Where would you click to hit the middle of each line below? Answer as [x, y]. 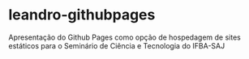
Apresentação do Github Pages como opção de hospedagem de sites [124, 37]
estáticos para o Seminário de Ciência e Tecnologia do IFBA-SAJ [117, 45]
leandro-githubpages [82, 15]
